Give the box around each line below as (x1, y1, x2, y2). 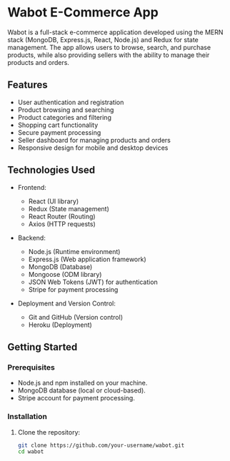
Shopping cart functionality (17, 121, 99, 129)
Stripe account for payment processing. (17, 394, 136, 402)
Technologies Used (7, 164, 95, 176)
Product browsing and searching (17, 105, 114, 114)
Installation (7, 412, 48, 422)
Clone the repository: (17, 427, 81, 436)
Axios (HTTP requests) (28, 219, 96, 228)
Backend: (17, 233, 46, 242)
